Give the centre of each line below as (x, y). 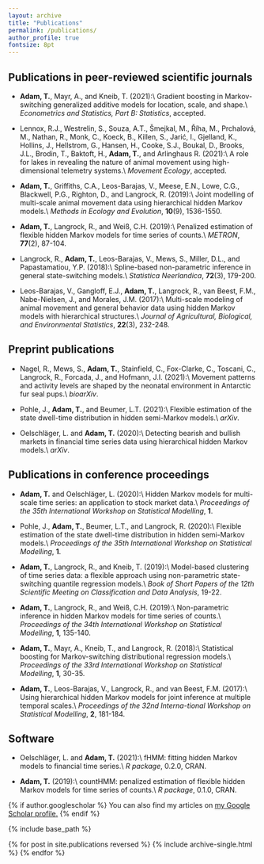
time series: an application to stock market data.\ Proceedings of (144, 502)
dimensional (40, 170)
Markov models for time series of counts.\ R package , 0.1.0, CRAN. (128, 790)
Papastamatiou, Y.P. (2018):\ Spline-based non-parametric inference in (135, 267)
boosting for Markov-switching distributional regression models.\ (125, 656)
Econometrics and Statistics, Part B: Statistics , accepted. (113, 113)
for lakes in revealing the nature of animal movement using (115, 162)
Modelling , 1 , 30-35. (52, 673)
